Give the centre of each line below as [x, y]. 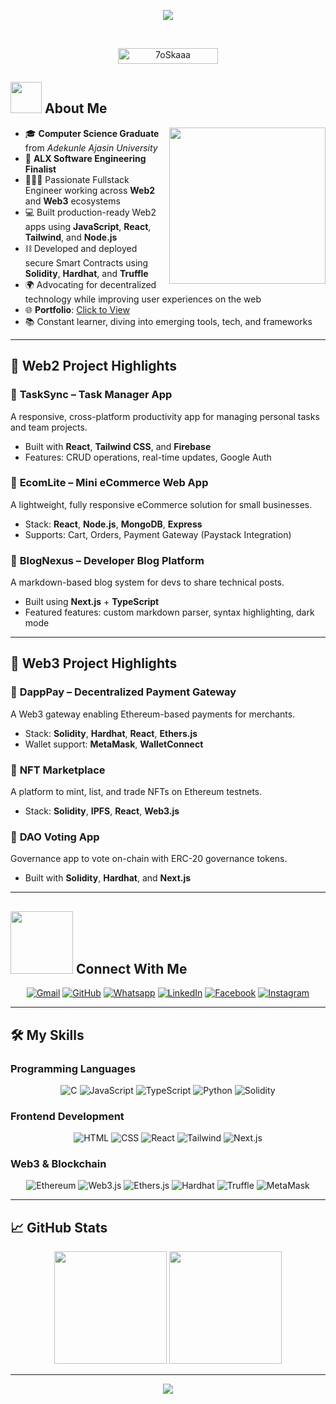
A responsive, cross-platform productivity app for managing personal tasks [165, 416]
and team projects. [49, 427]
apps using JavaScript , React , [88, 226]
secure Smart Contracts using [86, 262]
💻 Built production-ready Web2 [90, 212]
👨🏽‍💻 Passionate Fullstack [77, 179]
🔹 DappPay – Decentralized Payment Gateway [123, 692]
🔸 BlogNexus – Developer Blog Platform [107, 560]
